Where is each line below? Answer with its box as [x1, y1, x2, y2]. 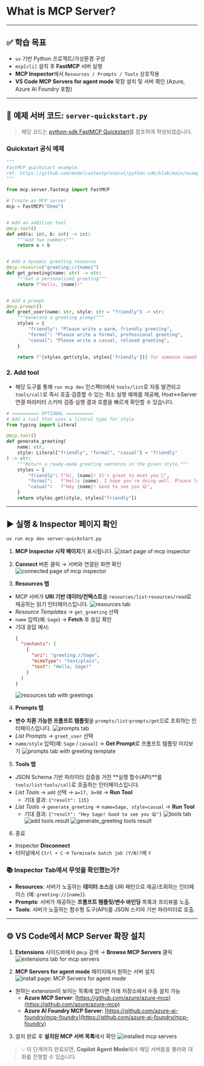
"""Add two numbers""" [17, 236, 75, 243]
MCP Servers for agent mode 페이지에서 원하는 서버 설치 [15, 967, 155, 975]
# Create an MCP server [6, 198, 67, 204]
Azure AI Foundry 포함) [15, 85, 73, 93]
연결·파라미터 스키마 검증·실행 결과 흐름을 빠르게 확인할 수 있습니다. [15, 398, 174, 406]
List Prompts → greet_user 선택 [15, 732, 93, 739]
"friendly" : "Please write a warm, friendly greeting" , [28, 326, 172, 333]
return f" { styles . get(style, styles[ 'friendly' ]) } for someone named [17, 354, 197, 360]
